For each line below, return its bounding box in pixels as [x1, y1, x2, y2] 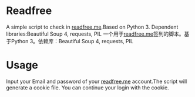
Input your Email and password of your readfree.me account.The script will [6, 78, 187, 85]
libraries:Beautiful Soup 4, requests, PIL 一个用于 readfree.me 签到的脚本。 [6, 30, 184, 37]
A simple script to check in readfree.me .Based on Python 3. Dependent [6, 23, 179, 30]
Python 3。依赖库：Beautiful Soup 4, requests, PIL [11, 37, 134, 44]
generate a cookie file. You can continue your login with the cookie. [6, 84, 169, 91]
